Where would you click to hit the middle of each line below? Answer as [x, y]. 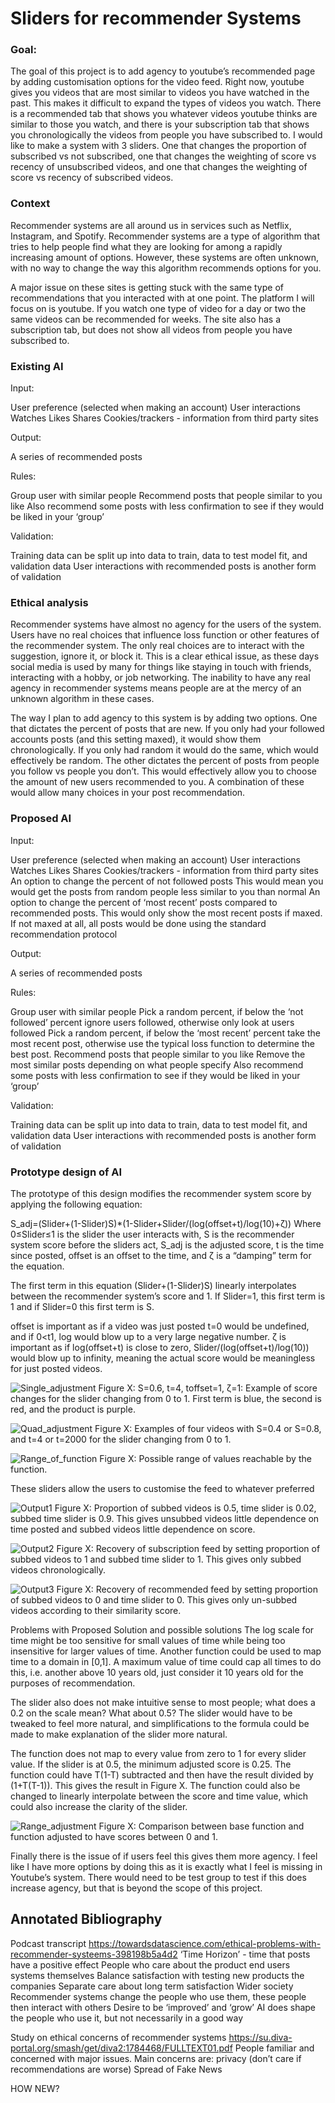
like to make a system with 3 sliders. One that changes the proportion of [159, 146]
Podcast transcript [48, 1943]
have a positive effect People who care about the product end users [150, 1964]
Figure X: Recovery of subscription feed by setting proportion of [188, 1548]
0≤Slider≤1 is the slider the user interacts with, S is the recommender [152, 1234]
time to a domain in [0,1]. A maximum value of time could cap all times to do [166, 1661]
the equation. [37, 1266]
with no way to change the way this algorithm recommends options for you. [166, 268]
